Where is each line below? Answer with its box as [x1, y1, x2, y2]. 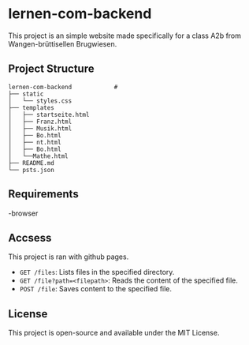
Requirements [8, 187, 79, 201]
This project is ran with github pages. [8, 252, 129, 261]
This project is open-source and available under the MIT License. [8, 328, 220, 338]
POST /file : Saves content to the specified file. [19, 284, 172, 294]
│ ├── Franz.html [8, 118, 72, 126]
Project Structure [8, 62, 95, 76]
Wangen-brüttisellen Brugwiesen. [8, 39, 117, 48]
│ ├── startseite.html [8, 111, 90, 118]
